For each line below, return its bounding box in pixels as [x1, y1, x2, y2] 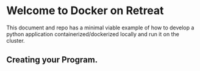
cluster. [6, 37, 26, 44]
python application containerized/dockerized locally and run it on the [6, 30, 180, 37]
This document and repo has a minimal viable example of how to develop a [6, 24, 195, 31]
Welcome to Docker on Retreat [6, 4, 164, 18]
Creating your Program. [6, 54, 98, 65]
